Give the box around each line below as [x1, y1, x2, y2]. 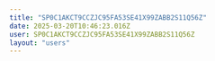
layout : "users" [9, 38, 70, 48]
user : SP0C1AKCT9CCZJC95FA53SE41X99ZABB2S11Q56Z [9, 30, 195, 39]
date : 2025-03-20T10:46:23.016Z [9, 22, 130, 30]
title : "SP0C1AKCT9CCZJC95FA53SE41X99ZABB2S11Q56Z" [9, 13, 207, 22]
